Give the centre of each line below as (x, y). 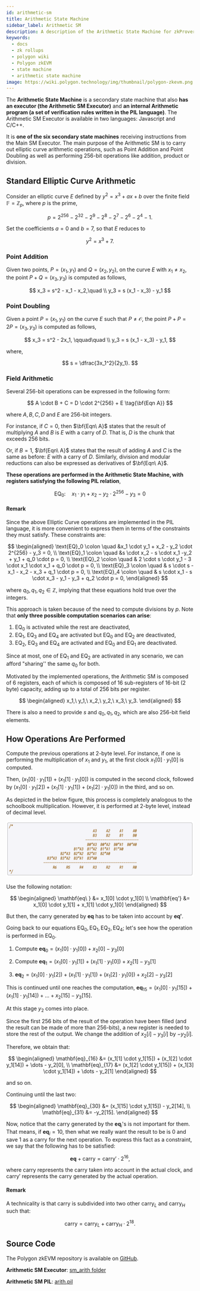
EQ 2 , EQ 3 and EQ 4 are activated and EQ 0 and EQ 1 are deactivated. (96, 643)
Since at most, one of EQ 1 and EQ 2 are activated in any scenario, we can (95, 656)
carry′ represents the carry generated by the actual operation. (82, 1176)
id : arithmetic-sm (29, 13)
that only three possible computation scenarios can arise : (79, 616)
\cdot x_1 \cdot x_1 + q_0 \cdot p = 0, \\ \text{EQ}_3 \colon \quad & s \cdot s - (100, 565)
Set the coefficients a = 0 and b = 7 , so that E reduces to (76, 229)
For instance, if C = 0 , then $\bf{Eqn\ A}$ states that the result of (86, 426)
